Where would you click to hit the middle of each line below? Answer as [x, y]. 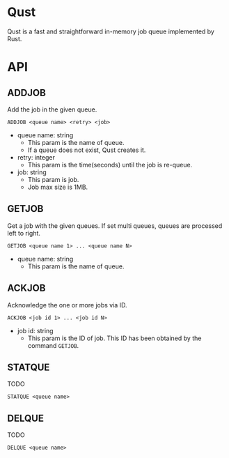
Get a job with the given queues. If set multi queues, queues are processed [115, 226]
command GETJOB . [53, 345]
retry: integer [36, 157]
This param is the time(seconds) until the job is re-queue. [110, 165]
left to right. [24, 233]
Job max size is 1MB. [58, 187]
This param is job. [53, 179]
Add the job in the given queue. [52, 109]
